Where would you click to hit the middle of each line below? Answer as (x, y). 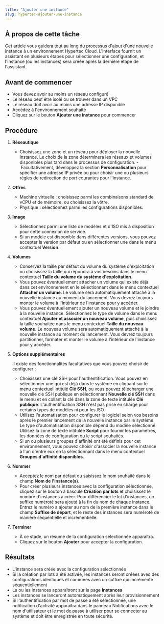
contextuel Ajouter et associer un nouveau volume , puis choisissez (88, 318)
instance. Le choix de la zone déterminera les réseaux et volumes (85, 157)
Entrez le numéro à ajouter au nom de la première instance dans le (86, 507)
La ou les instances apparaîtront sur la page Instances (67, 590)
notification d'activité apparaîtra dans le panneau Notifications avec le (83, 605)
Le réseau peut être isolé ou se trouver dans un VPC (65, 99)
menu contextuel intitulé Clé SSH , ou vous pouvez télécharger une (86, 389)
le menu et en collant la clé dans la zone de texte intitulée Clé (81, 399)
